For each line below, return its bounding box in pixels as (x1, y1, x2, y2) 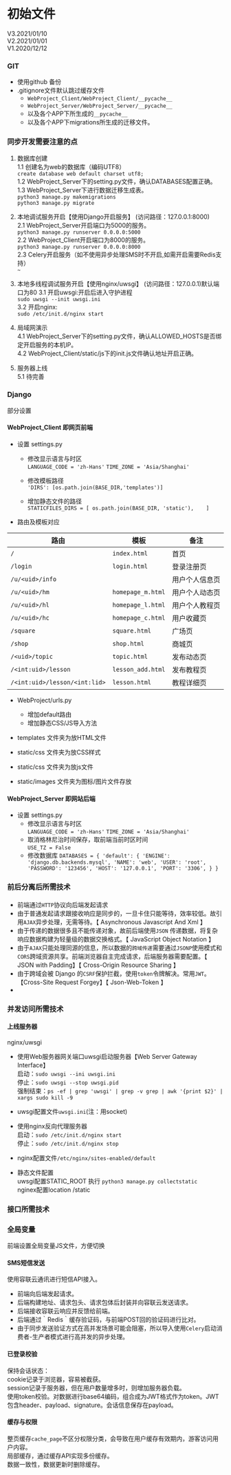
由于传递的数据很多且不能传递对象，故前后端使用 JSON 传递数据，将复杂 (16, 926, 219, 935)
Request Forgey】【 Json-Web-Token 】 (54, 978, 167, 986)
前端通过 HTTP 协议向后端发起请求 (16, 900, 109, 908)
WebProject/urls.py (16, 696, 72, 705)
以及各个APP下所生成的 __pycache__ (27, 109, 128, 118)
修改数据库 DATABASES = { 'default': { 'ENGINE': (27, 851, 170, 860)
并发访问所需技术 (7, 1004, 64, 1014)
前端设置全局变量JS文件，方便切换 (7, 1242, 105, 1250)
